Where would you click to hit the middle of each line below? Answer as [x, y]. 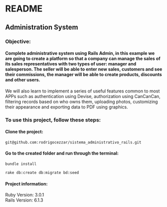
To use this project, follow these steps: [53, 119]
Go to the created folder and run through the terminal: [62, 153]
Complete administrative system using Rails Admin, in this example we [80, 53]
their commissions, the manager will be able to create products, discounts [83, 74]
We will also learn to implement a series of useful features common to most [83, 91]
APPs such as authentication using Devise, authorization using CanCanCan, [83, 96]
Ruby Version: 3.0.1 [25, 195]
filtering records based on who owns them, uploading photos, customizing [82, 101]
